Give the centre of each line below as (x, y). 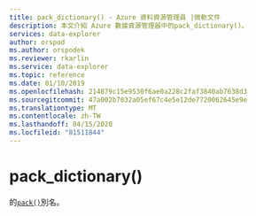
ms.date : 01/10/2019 (47, 83)
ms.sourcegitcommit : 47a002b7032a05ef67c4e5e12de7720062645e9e (128, 100)
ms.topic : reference (47, 75)
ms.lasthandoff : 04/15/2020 (61, 125)
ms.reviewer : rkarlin (49, 58)
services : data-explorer (55, 34)
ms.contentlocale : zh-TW (55, 116)
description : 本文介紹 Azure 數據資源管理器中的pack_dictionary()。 (129, 26)
